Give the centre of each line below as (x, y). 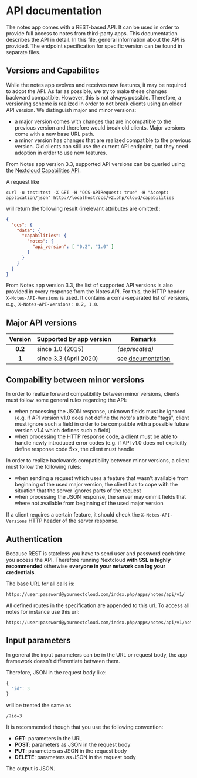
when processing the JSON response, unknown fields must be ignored (100, 411)
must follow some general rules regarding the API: (67, 400)
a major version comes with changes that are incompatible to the (93, 121)
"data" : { (29, 230)
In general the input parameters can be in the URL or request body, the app (97, 654)
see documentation (144, 359)
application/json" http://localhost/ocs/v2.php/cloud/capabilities (90, 198)
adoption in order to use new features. (61, 153)
